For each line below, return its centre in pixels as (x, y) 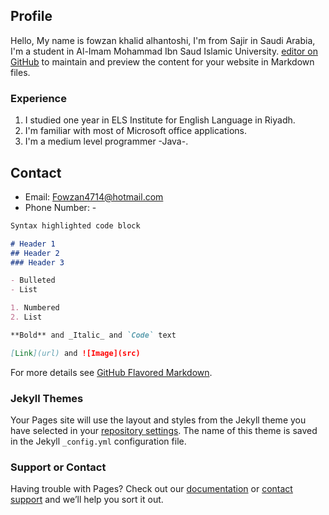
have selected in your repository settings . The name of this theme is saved (164, 430)
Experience (38, 98)
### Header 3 (37, 262)
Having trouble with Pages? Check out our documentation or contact (151, 489)
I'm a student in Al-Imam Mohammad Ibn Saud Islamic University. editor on (164, 51)
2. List (26, 317)
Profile (31, 16)
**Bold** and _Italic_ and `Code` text (93, 335)
